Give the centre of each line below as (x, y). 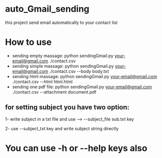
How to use (28, 42)
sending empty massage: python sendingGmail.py (63, 56)
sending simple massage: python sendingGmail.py (63, 66)
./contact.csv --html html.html (42, 81)
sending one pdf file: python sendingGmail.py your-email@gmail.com (82, 87)
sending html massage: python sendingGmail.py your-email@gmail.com (85, 76)
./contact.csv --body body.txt (79, 71)
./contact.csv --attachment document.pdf (54, 92)
